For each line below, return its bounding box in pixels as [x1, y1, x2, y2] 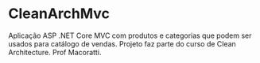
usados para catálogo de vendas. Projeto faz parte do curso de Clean [8, 39, 236, 48]
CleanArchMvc [8, 5, 110, 23]
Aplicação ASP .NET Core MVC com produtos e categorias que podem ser [8, 31, 252, 40]
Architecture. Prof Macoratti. [8, 47, 102, 57]
